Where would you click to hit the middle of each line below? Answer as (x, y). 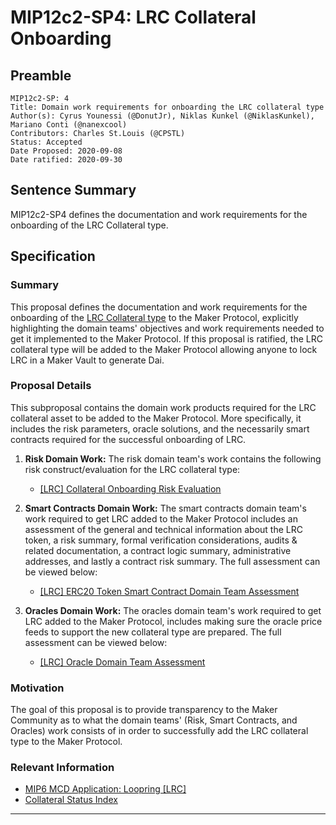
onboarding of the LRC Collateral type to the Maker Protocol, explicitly (154, 317)
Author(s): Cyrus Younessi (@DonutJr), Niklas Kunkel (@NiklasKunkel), (162, 116)
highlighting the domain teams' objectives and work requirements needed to (167, 328)
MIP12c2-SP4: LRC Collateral (133, 17)
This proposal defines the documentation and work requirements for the (159, 307)
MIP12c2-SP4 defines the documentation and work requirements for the (159, 214)
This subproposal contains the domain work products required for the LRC (163, 407)
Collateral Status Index (71, 800)
